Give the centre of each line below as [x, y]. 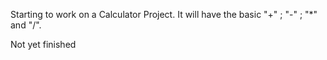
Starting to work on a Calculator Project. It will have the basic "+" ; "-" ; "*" [164, 14]
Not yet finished [43, 44]
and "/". [26, 25]
